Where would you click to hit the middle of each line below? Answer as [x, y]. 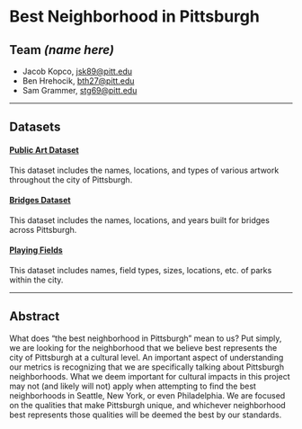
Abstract [35, 317]
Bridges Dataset [40, 201]
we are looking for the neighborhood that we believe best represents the [143, 347]
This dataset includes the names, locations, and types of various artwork [144, 170]
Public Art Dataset [44, 149]
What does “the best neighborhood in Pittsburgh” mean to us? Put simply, [146, 338]
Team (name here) [62, 50]
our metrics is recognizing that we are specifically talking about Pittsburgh [147, 367]
